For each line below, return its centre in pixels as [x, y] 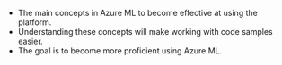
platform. [35, 22]
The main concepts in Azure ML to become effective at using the [137, 13]
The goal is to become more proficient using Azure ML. [120, 51]
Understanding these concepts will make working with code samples [145, 32]
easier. [30, 41]
